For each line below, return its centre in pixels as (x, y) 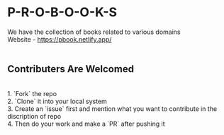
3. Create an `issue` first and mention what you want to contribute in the (112, 108)
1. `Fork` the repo (32, 93)
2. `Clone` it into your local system (57, 101)
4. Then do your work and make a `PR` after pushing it (86, 124)
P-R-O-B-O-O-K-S (62, 12)
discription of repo (34, 116)
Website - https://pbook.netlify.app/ (60, 39)
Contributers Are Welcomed (71, 69)
